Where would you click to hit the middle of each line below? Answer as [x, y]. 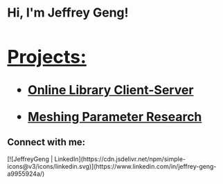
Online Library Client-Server [110, 90]
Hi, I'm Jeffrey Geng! [68, 13]
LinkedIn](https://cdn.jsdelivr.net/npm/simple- [120, 159]
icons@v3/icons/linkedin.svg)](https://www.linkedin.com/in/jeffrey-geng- [112, 166]
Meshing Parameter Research [115, 117]
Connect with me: [46, 142]
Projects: [47, 56]
